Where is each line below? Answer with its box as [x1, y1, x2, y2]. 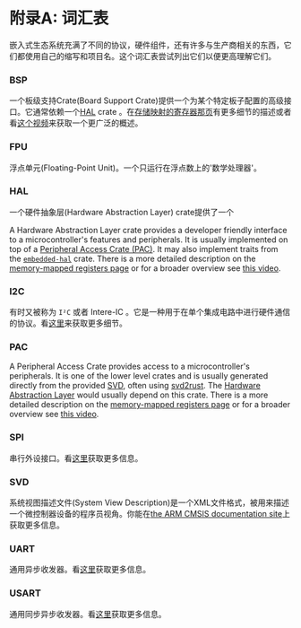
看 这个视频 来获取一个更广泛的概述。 [9, 118, 143, 128]
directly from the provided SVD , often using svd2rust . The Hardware [9, 380, 262, 391]
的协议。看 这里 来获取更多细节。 [9, 318, 127, 328]
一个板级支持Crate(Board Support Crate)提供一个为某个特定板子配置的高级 [9, 95, 284, 106]
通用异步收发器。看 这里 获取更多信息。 [9, 564, 150, 575]
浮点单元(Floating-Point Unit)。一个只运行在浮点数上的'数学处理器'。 [9, 162, 262, 173]
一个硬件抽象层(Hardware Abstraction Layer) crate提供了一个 [9, 206, 235, 217]
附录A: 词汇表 [9, 8, 109, 29]
